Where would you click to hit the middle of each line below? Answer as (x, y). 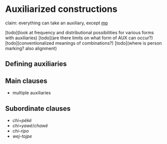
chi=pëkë (22, 120)
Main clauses (26, 81)
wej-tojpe (22, 136)
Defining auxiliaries (36, 64)
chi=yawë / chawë (30, 126)
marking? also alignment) (31, 48)
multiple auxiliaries (32, 93)
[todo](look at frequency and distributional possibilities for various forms (80, 32)
